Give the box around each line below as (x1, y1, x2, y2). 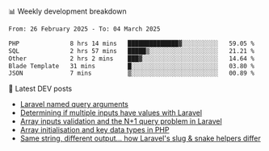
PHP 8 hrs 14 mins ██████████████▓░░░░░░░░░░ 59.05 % (8, 39, 254, 47)
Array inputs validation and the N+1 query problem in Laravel (19, 116, 222, 126)
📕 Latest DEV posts (8, 84, 73, 94)
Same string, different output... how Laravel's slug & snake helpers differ (19, 133, 261, 143)
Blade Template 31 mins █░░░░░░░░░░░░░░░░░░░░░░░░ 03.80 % (8, 62, 254, 70)
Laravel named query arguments (19, 100, 129, 109)
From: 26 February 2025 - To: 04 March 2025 (8, 25, 161, 33)
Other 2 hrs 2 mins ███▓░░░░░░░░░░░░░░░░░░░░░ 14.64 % (8, 55, 254, 63)
